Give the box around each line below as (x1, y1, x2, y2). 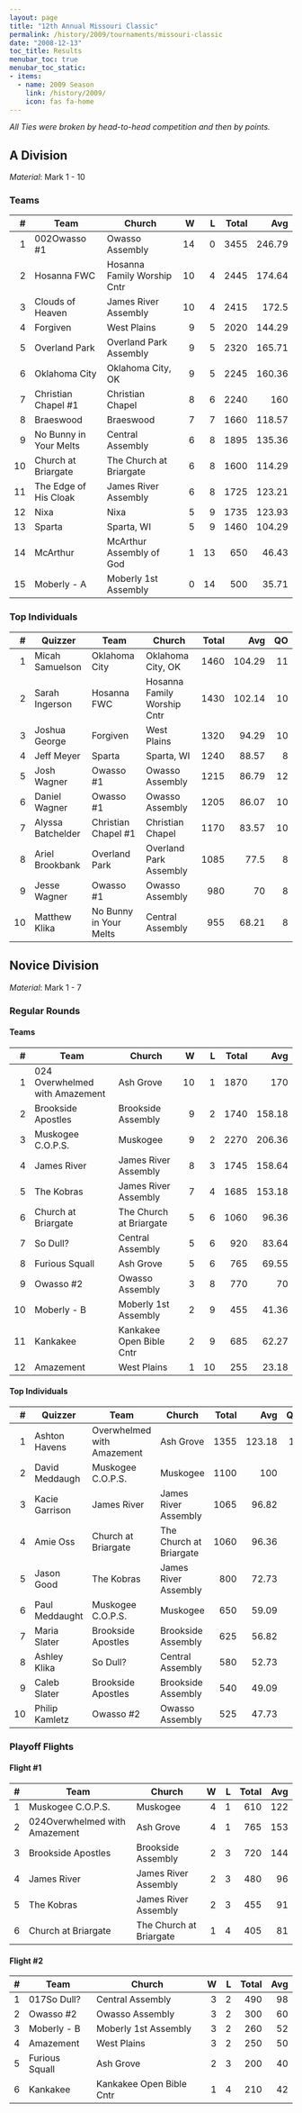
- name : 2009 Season (17, 80, 94, 89)
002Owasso (34, 232, 87, 245)
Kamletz (34, 1713, 69, 1726)
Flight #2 (9, 1955, 43, 1966)
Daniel (34, 790, 61, 803)
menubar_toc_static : (9, 64, 87, 73)
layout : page (9, 13, 58, 23)
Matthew (34, 911, 72, 923)
